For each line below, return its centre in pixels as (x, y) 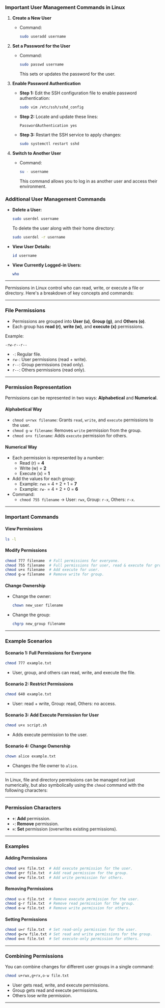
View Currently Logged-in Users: (47, 265)
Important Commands (32, 517)
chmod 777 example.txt (28, 663)
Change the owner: (32, 596)
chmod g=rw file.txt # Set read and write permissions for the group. (79, 934)
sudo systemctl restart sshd (49, 144)
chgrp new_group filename (39, 624)
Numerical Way (21, 447)
